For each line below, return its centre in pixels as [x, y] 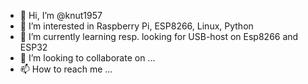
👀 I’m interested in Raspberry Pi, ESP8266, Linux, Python [136, 26]
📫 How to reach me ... [66, 69]
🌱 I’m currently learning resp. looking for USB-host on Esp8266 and [159, 36]
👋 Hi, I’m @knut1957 [61, 15]
